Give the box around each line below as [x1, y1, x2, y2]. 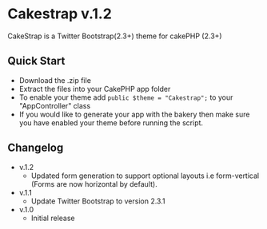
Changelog [7, 141, 64, 155]
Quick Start [7, 54, 66, 68]
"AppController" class [18, 101, 91, 110]
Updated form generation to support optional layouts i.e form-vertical [30, 171, 260, 180]
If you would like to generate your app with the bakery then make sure [18, 109, 250, 119]
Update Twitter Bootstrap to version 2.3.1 [30, 196, 165, 206]
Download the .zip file [18, 75, 91, 85]
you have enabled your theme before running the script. [18, 117, 204, 128]
